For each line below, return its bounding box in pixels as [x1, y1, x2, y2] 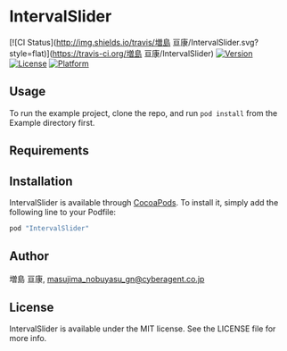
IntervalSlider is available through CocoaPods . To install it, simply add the [9, 196, 279, 207]
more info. [9, 333, 47, 344]
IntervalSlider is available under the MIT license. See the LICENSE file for [9, 323, 276, 334]
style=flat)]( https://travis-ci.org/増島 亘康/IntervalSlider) [9, 47, 214, 59]
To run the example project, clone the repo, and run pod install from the [9, 107, 278, 118]
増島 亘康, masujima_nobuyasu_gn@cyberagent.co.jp [9, 273, 205, 284]
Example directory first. [9, 117, 95, 128]
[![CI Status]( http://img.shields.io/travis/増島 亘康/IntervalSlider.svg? [9, 37, 258, 47]
